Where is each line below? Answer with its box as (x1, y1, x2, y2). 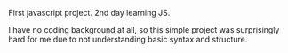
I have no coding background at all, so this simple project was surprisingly (8, 25, 280, 34)
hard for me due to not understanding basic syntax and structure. (8, 34, 248, 44)
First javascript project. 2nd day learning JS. (8, 8, 171, 18)
